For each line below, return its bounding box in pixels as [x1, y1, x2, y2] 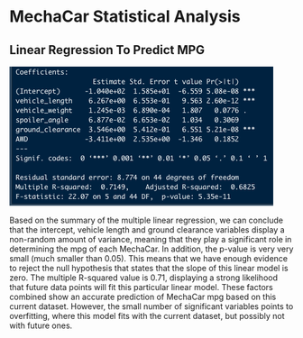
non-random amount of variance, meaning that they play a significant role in [9, 234, 292, 244]
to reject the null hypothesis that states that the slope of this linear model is [9, 263, 289, 273]
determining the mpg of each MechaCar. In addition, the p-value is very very [9, 243, 294, 254]
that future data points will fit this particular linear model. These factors [9, 282, 273, 292]
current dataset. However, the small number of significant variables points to [9, 301, 294, 312]
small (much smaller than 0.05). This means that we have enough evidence [9, 253, 289, 263]
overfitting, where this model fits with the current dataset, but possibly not [9, 311, 285, 321]
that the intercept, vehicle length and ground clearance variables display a [9, 224, 286, 235]
